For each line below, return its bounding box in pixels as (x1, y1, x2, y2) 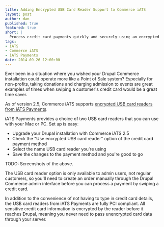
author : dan (5, 16, 29, 21)
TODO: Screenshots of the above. (5, 161, 74, 167)
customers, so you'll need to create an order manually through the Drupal (5, 176, 154, 181)
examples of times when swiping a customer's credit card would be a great (5, 86, 157, 92)
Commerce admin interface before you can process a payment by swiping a (5, 181, 159, 187)
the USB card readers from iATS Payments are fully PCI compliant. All (5, 201, 146, 206)
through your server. (5, 216, 47, 222)
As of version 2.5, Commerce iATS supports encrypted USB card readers (5, 101, 153, 107)
